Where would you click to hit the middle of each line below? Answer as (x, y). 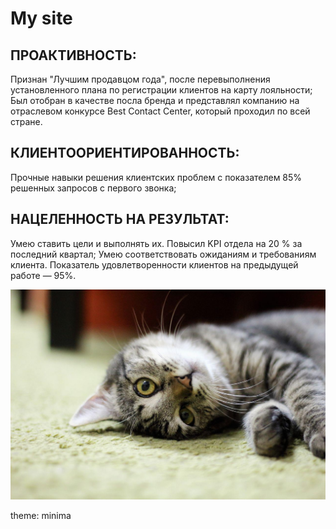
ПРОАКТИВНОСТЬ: (73, 55)
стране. (26, 121)
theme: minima (41, 515)
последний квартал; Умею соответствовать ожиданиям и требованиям (163, 254)
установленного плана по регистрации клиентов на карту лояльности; (161, 90)
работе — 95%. (43, 275)
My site (41, 18)
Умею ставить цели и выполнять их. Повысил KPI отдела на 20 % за (156, 243)
